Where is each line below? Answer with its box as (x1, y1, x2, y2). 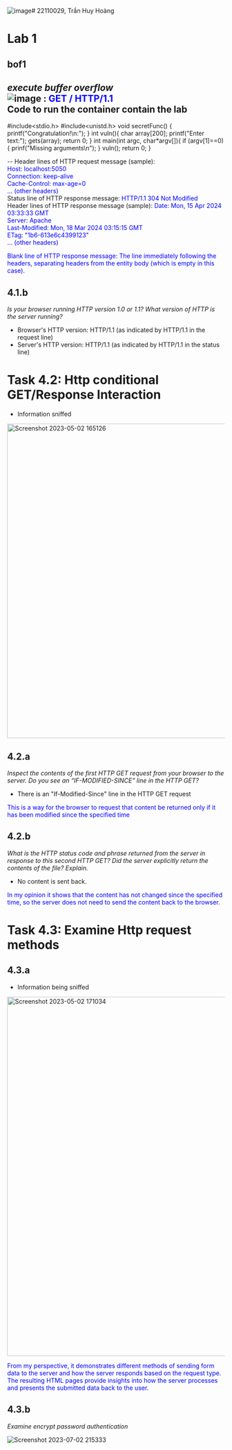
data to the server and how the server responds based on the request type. (7, 1369, 222, 1377)
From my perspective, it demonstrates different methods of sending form (7, 1361, 215, 1370)
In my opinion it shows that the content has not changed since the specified (7, 891, 223, 899)
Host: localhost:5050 (7, 165, 67, 173)
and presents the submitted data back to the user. (7, 1383, 149, 1392)
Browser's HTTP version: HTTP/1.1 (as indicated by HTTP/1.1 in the (17, 326, 206, 334)
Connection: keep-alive (7, 172, 74, 180)
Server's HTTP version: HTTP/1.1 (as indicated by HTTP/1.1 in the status (17, 340, 220, 349)
